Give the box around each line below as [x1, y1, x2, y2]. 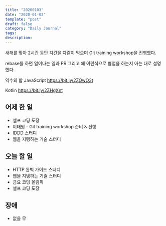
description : [5, 36, 33, 41]
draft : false [5, 21, 33, 27]
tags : [5, 31, 17, 36]
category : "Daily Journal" [5, 26, 62, 31]
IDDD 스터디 [12, 130, 37, 136]
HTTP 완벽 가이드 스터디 [12, 166, 61, 172]
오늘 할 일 [5, 152, 33, 161]
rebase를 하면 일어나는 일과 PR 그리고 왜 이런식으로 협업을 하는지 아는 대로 [5, 60, 152, 66]
